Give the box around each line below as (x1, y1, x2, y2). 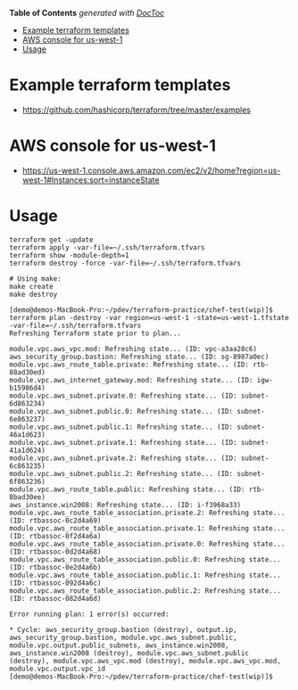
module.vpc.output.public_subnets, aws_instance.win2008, (9, 641, 229, 650)
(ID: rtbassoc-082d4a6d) (9, 594, 102, 603)
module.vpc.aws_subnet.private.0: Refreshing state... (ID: (9, 391, 238, 400)
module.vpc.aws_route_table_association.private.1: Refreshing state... (9, 523, 286, 533)
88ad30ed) (9, 367, 46, 377)
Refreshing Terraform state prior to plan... (9, 329, 181, 338)
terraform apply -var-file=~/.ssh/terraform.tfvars (9, 242, 205, 252)
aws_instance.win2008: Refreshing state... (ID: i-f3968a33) (9, 500, 242, 509)
